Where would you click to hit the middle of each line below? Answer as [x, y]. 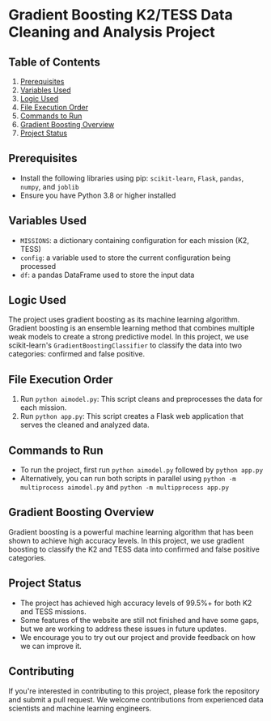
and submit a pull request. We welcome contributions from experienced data [136, 699]
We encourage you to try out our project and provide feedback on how [138, 637]
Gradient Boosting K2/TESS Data [121, 15]
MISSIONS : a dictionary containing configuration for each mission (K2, [134, 240]
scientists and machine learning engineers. [80, 708]
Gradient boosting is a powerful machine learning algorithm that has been [131, 531]
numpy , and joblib [49, 186]
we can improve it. [51, 646]
